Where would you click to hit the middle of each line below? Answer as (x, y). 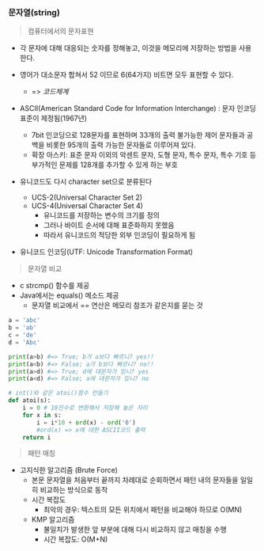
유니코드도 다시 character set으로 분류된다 (86, 182)
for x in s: (42, 415)
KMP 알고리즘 (53, 519)
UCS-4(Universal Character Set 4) (87, 206)
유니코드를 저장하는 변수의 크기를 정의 (102, 215)
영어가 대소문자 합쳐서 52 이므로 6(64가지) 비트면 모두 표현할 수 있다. (126, 75)
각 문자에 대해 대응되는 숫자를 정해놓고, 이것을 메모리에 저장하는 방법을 (128, 48)
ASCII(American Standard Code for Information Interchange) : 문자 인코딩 (138, 108)
